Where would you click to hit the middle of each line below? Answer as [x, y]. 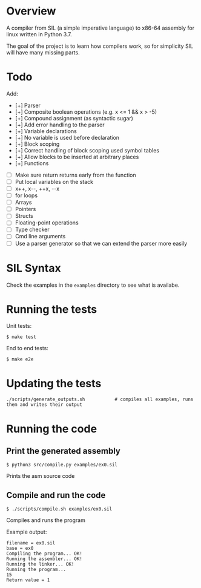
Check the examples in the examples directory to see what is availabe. [93, 285]
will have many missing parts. [43, 52]
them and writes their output [44, 405]
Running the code [52, 429]
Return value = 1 [28, 580]
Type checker [32, 230]
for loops [26, 195]
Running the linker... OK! [40, 564]
